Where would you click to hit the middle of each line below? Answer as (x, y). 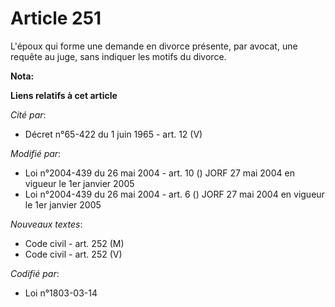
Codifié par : (35, 273)
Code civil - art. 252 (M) (74, 243)
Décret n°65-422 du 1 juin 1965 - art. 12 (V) (113, 134)
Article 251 (56, 18)
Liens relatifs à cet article (64, 95)
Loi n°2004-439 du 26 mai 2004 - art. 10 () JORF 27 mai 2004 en (159, 173)
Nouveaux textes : (46, 224)
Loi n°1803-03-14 (61, 293)
